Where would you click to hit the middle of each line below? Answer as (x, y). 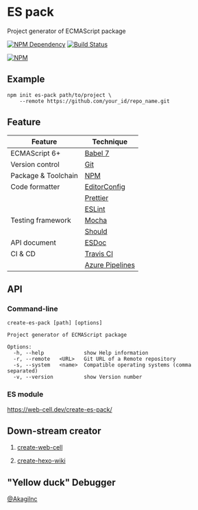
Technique (110, 142)
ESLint (95, 209)
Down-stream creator (54, 431)
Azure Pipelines (110, 265)
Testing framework (41, 220)
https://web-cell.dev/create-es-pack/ (60, 409)
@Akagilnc (22, 499)
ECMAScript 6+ (36, 153)
